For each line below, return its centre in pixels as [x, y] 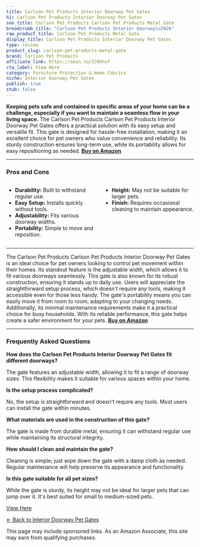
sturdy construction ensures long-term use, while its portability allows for [96, 145]
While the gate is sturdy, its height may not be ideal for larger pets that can [98, 490]
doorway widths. [35, 222]
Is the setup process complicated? [50, 390]
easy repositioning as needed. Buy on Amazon [64, 150]
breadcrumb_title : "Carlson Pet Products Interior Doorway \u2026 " [90, 28]
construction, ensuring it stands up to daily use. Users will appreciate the [96, 282]
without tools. [32, 209]
